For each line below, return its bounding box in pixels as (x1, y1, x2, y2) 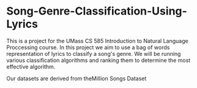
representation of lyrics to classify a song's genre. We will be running (6, 50, 181, 57)
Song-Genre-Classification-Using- (6, 4, 188, 18)
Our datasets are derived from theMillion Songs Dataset (6, 75, 147, 82)
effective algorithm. (6, 63, 56, 70)
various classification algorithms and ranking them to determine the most (6, 56, 191, 64)
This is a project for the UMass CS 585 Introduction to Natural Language (6, 37, 188, 44)
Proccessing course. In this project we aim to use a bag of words (6, 44, 170, 51)
